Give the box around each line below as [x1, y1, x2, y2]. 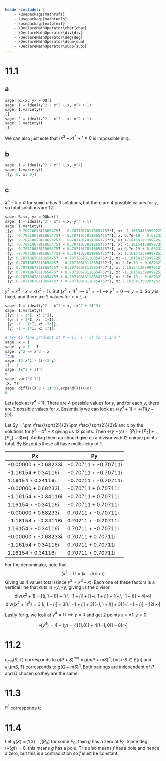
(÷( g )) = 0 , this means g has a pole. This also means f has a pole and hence [5, 745, 160, 751]
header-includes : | [5, 7, 45, 12]
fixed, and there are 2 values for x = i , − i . [5, 294, 88, 300]
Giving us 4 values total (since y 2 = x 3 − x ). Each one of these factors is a [5, 578, 155, 585]
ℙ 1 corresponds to [5, 704, 42, 711]
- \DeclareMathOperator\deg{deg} [14, 35, 83, 40]
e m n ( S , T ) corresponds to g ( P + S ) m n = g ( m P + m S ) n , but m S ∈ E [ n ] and [5, 655, 152, 664]
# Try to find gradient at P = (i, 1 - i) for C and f [5, 335, 121, 340]
